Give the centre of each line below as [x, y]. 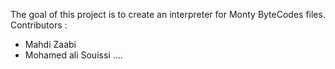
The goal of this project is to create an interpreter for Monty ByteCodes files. [168, 14]
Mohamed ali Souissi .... [73, 55]
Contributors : [39, 25]
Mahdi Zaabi [50, 44]
